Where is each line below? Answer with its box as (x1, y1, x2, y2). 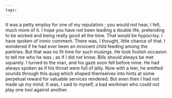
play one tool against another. (5, 86, 68, 92)
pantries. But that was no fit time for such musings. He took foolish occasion (5, 48, 167, 55)
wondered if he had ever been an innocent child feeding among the (5, 43, 148, 49)
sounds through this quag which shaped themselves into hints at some (5, 70, 155, 77)
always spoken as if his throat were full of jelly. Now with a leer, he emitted (5, 65, 163, 71)
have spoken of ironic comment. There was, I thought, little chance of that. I (5, 38, 165, 44)
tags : (5, 7, 17, 13)
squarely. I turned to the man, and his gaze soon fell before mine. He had (5, 59, 160, 65)
